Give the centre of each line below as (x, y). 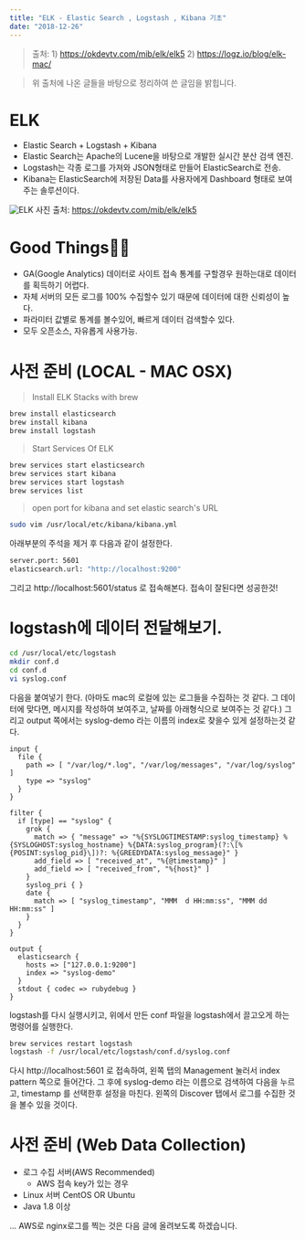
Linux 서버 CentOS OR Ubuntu (79, 1195)
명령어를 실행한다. (42, 1026)
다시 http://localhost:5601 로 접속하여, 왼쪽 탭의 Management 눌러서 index (145, 1071)
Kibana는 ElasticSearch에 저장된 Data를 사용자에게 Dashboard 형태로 (149, 179)
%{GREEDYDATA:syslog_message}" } (175, 853)
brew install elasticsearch (63, 414)
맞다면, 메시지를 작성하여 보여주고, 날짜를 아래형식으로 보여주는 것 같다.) (154, 708)
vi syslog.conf (38, 678)
